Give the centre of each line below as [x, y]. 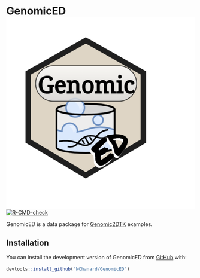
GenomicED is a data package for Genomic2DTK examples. [79, 224]
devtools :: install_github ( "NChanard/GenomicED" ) [68, 269]
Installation [28, 243]
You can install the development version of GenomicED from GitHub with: [96, 257]
